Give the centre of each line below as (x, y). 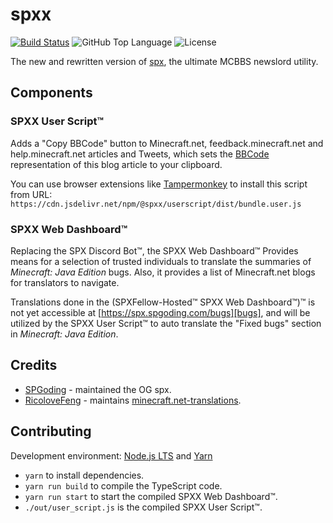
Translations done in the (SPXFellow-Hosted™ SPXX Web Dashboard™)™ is (163, 302)
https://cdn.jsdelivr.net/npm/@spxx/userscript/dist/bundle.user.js (156, 204)
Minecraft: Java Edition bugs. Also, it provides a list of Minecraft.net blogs (163, 272)
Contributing (51, 431)
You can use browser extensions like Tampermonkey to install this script (159, 184)
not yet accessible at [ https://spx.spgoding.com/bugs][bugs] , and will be (160, 312)
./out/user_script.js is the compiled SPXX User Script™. (143, 507)
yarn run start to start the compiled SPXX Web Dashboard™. (151, 496)
